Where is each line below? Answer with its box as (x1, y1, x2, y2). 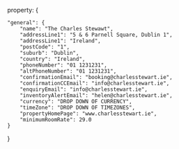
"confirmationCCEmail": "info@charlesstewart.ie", (20, 80, 170, 87)
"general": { (7, 19, 45, 26)
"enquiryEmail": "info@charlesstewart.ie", (20, 86, 148, 93)
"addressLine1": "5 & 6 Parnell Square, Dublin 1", (20, 31, 173, 38)
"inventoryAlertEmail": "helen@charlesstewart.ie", (20, 92, 173, 99)
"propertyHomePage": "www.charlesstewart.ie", (20, 110, 157, 117)
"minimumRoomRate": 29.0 (20, 116, 92, 123)
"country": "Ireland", (20, 55, 86, 62)
